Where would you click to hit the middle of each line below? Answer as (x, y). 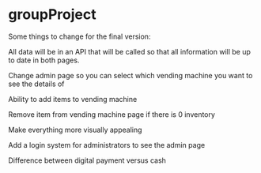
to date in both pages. (44, 60)
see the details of (36, 84)
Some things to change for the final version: (79, 36)
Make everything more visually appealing (75, 130)
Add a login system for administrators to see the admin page (107, 145)
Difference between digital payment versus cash (87, 160)
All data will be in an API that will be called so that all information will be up (130, 51)
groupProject (52, 15)
